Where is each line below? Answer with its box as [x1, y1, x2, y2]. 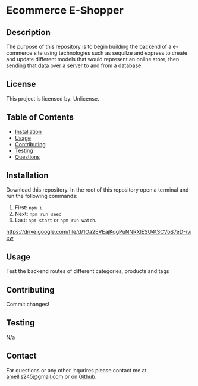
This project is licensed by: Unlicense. [6, 95, 99, 102]
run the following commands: [6, 193, 78, 200]
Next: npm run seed [14, 211, 62, 218]
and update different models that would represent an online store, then [6, 56, 180, 62]
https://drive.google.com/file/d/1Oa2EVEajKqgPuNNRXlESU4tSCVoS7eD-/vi [6, 228, 192, 236]
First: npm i [14, 204, 43, 211]
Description [6, 27, 51, 37]
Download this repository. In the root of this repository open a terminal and [6, 186, 189, 193]
